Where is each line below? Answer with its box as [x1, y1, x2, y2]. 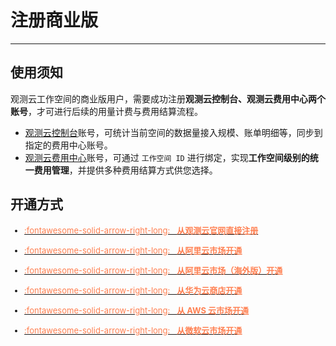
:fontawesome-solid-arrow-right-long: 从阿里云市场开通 [24, 244, 243, 256]
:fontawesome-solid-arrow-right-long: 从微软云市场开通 [24, 324, 243, 336]
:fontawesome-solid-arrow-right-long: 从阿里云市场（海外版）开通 [24, 264, 283, 276]
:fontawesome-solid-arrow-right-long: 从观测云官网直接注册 [24, 224, 259, 236]
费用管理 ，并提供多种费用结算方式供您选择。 [33, 164, 218, 176]
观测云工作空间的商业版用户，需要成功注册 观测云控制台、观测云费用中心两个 [10, 92, 326, 105]
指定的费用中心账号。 [24, 139, 113, 151]
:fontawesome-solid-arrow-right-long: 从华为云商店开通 [24, 284, 243, 296]
